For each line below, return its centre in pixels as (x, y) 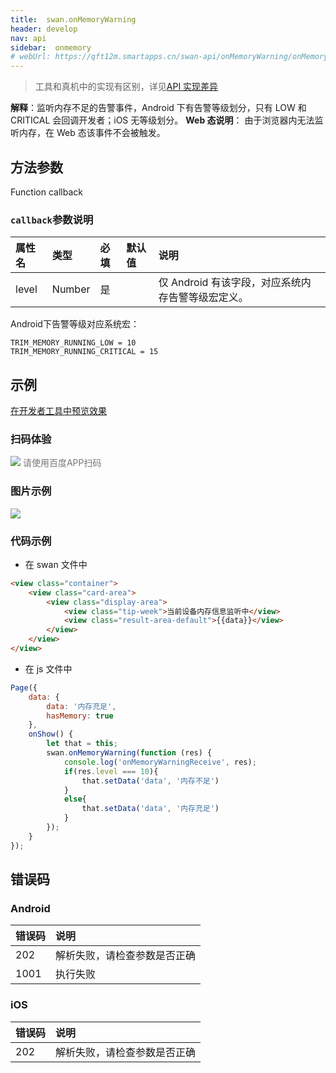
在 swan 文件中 (56, 564)
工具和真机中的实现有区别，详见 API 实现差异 (126, 87)
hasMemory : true (80, 716)
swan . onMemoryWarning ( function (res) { (129, 753)
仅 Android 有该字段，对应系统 (230, 283)
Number (71, 289)
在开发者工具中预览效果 (58, 411)
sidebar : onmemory (51, 47)
